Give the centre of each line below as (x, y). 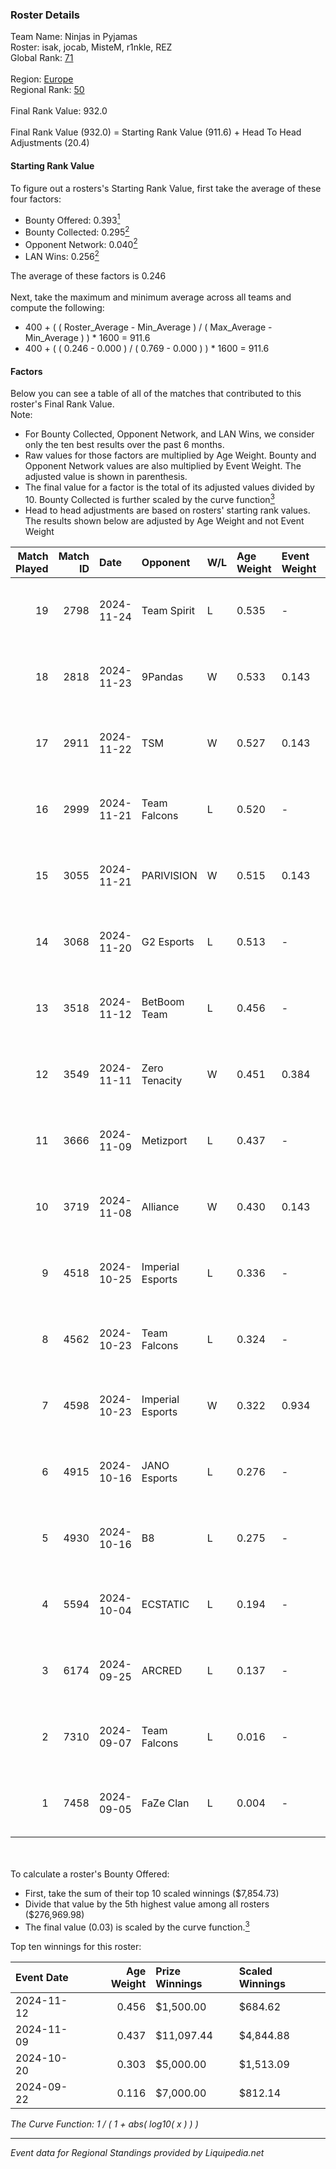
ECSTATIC (165, 1604)
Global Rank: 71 (42, 58)
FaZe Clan (165, 1803)
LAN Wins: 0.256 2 (62, 256)
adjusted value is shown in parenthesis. (106, 477)
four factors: (36, 199)
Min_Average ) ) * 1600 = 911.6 (87, 338)
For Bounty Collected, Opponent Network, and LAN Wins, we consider (169, 434)
